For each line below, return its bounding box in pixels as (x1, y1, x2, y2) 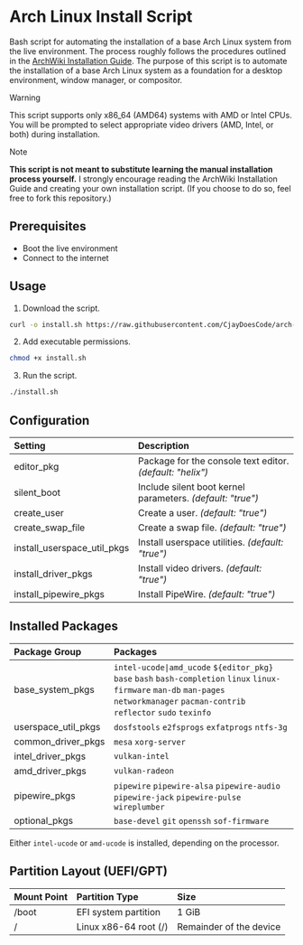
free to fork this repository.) (9, 192, 112, 203)
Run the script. (22, 370, 78, 381)
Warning (9, 92, 41, 103)
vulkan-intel (114, 751, 170, 761)
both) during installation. (9, 128, 101, 139)
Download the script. (22, 303, 101, 313)
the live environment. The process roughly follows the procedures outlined (9, 45, 287, 56)
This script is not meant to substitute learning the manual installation (9, 164, 273, 174)
